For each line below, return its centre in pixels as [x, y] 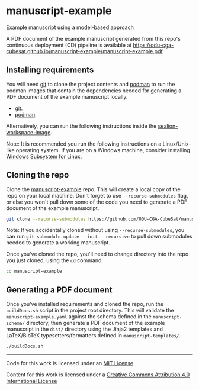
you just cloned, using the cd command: [55, 260]
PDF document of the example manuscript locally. [67, 96]
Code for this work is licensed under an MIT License [70, 363]
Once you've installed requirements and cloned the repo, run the [85, 304]
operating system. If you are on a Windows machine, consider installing [103, 150]
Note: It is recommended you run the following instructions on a [84, 144]
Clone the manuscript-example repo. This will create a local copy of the [93, 189]
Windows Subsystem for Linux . [44, 156]
